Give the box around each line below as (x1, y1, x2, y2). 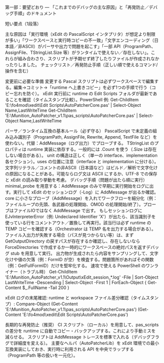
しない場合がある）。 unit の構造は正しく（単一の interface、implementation (5, 152, 158, 158)
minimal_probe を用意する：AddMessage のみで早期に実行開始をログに (5, 183, 150, 189)
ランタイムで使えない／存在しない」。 (75, 49, 151, 55)
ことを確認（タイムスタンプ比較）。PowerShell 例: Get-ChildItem (9, 97, 139, 102)
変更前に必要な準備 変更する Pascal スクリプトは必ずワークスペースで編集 (5, 78, 155, 84)
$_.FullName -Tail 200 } (22, 285, 70, 290)
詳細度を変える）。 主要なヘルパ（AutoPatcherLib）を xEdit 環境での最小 (13, 340, 159, 346)
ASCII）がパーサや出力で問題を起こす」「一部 (22, 44, 113, 49)
